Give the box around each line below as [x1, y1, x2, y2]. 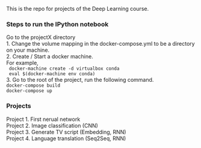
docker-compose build [6, 82, 61, 89]
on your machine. [6, 46, 50, 54]
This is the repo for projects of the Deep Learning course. [6, 5, 149, 12]
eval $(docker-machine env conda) [8, 71, 96, 77]
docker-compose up [6, 88, 52, 94]
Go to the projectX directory [6, 34, 76, 41]
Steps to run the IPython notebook [6, 20, 109, 28]
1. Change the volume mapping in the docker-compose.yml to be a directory [6, 40, 195, 48]
